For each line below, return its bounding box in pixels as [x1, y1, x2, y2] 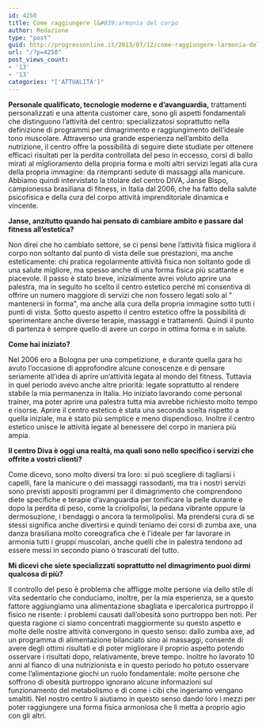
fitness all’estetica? [8, 224, 74, 234]
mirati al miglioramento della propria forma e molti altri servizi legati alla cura [8, 158, 258, 168]
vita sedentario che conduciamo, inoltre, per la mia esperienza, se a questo [8, 593, 254, 602]
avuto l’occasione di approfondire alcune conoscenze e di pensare [8, 363, 226, 372]
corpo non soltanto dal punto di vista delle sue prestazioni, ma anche [8, 248, 234, 257]
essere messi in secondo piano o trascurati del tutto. [8, 545, 180, 555]
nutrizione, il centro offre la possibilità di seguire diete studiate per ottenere [8, 142, 254, 151]
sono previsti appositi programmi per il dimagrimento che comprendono [8, 486, 243, 496]
